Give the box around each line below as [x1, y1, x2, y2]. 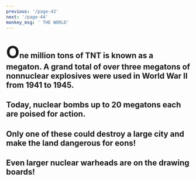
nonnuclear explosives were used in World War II [6, 71, 188, 81]
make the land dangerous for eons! [6, 138, 136, 148]
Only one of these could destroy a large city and [6, 129, 184, 139]
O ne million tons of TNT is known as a [6, 41, 154, 62]
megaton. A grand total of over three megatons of [6, 62, 190, 72]
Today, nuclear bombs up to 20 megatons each [6, 100, 181, 110]
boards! [6, 167, 35, 177]
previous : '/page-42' [6, 8, 59, 15]
